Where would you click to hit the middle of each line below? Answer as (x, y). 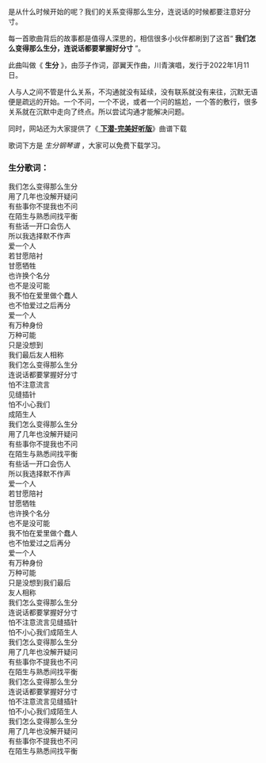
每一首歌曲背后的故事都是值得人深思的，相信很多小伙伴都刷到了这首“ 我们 (129, 38)
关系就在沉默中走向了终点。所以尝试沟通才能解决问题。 (98, 112)
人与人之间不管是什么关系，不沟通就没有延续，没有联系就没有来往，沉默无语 (133, 92)
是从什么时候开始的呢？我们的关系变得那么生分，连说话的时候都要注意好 (126, 11)
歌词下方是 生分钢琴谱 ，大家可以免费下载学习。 (86, 145)
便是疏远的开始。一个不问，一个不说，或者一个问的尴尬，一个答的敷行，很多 (133, 102)
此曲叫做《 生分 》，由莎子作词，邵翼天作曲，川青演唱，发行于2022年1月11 (129, 65)
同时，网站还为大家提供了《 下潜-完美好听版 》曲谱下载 (98, 128)
